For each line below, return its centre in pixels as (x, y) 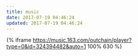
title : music (23, 12)
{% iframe (19, 40)
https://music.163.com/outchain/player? (82, 40)
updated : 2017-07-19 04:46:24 (45, 23)
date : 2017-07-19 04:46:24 (40, 17)
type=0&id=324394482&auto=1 (46, 46)
